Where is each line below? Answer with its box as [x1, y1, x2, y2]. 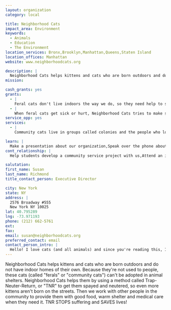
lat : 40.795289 [5, 209, 38, 214]
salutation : [5, 162, 31, 167]
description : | [5, 68, 38, 74]
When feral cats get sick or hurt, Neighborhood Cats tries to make [14, 110, 163, 116]
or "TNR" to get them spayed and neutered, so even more [38, 283, 159, 289]
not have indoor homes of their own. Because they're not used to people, [5, 267, 159, 272]
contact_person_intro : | [5, 242, 58, 247]
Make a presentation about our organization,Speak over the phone [10, 144, 154, 149]
